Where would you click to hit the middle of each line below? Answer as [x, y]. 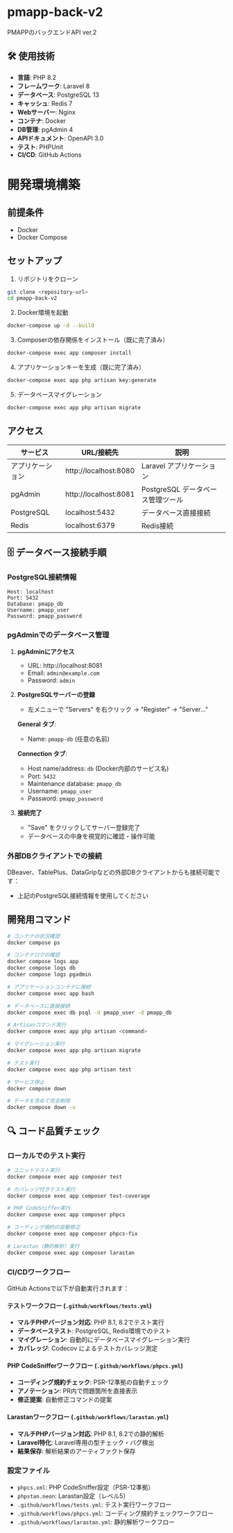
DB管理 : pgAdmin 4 [45, 129]
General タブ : [37, 724]
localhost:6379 [90, 525]
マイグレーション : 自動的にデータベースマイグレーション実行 [104, 1340]
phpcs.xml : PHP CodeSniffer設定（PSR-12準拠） [86, 1487]
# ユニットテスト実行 [34, 1170]
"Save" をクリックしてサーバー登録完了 [84, 827]
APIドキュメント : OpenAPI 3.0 [60, 138]
